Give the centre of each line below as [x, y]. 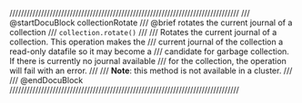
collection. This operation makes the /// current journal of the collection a [146, 42]
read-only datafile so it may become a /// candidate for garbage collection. [149, 51]
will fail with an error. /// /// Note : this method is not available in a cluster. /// [151, 70]
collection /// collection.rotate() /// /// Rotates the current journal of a [143, 32]
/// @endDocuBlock [46, 80]
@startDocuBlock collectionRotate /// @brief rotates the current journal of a [151, 23]
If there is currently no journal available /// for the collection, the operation [148, 61]
